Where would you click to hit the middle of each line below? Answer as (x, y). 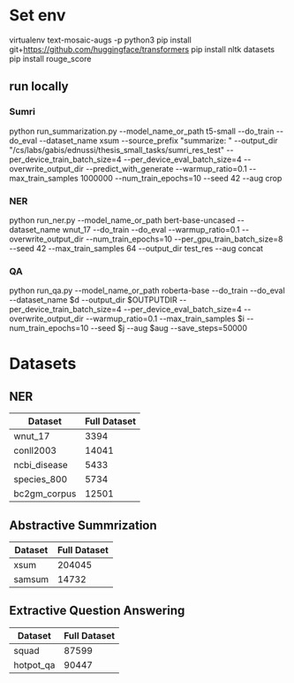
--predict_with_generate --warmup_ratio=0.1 (166, 168)
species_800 (41, 480)
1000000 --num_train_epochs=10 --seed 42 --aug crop (181, 178)
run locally (39, 86)
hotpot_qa (34, 664)
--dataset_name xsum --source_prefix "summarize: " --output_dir (158, 140)
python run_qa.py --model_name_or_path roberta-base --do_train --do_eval (147, 291)
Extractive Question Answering (97, 611)
